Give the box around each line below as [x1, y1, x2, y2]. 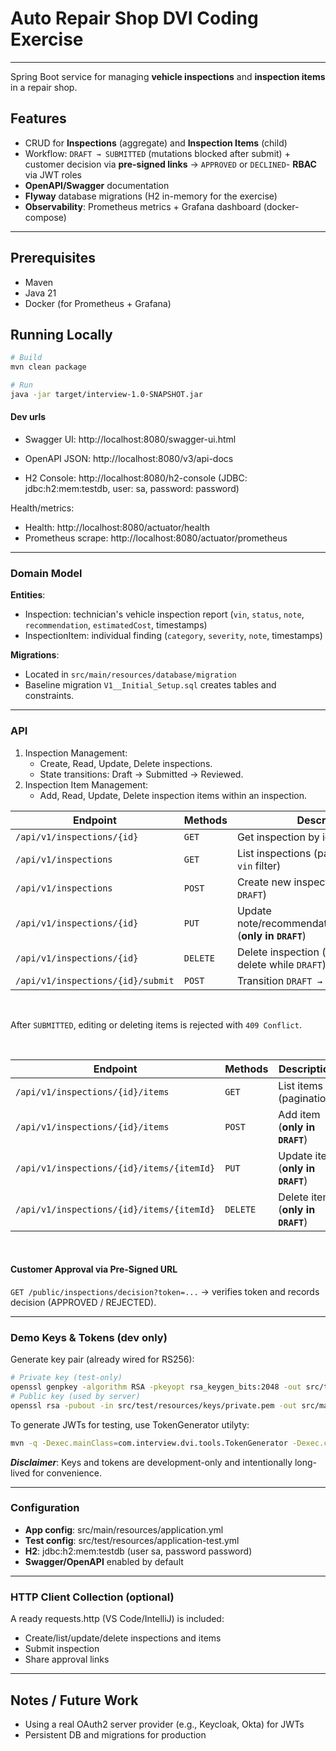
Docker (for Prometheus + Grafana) [24, 297, 172, 309]
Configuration [10, 1501, 80, 1515]
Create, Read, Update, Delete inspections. [39, 757, 213, 769]
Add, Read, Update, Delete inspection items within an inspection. [39, 789, 308, 801]
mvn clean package [10, 362, 87, 372]
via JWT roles [24, 168, 82, 181]
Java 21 [24, 287, 57, 299]
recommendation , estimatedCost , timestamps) [24, 619, 208, 631]
